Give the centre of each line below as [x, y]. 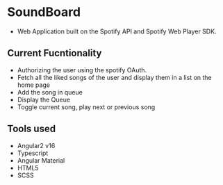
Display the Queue [44, 99]
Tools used [32, 129]
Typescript [33, 153]
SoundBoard [44, 12]
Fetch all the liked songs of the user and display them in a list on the [114, 77]
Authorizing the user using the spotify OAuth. [82, 70]
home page [34, 85]
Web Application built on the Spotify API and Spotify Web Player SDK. [117, 31]
